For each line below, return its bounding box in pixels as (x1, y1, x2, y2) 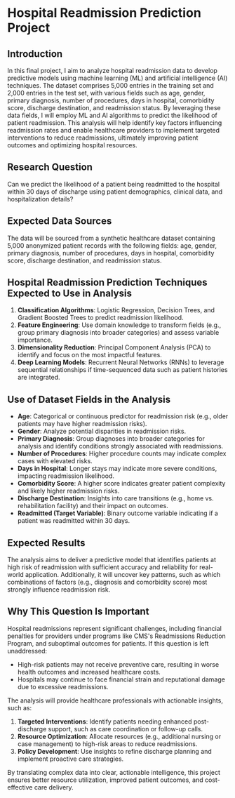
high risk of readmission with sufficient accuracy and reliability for (7, 563, 198, 571)
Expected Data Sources (7, 215, 112, 227)
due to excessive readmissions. (17, 682, 109, 691)
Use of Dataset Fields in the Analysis (7, 393, 171, 405)
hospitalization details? (7, 194, 74, 203)
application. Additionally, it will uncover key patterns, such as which (25, 571, 221, 579)
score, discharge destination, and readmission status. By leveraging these (7, 104, 221, 112)
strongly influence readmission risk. (7, 585, 111, 594)
